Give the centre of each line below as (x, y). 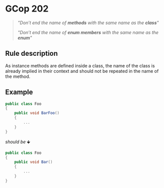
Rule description (31, 54)
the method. (18, 76)
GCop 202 (27, 9)
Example (19, 92)
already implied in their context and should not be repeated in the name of (82, 71)
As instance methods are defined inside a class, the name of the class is (80, 65)
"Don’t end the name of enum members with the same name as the (88, 32)
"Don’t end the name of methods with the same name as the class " (88, 23)
